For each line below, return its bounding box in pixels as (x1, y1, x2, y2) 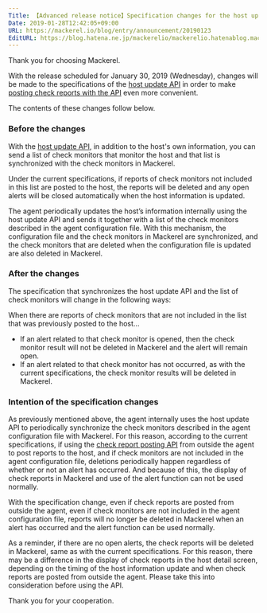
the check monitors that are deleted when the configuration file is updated (8, 240, 252, 249)
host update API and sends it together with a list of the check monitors (8, 214, 239, 224)
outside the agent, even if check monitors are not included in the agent (8, 506, 240, 516)
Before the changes (8, 123, 86, 135)
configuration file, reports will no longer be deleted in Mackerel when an (8, 514, 244, 524)
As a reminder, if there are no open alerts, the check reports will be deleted (8, 538, 254, 548)
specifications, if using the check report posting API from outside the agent (8, 439, 254, 450)
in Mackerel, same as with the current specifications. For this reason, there (8, 547, 253, 556)
